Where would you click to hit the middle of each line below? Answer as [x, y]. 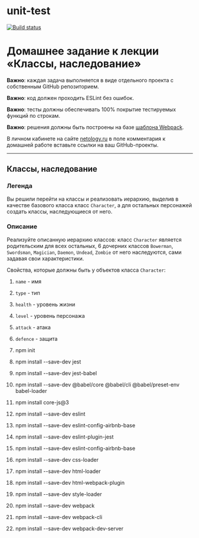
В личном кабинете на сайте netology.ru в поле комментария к [86, 138]
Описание [22, 227]
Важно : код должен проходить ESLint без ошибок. [71, 98]
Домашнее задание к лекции [83, 51]
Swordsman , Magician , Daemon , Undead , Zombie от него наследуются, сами [94, 252]
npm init [25, 350]
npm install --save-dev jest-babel [56, 373]
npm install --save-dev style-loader [58, 494]
